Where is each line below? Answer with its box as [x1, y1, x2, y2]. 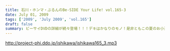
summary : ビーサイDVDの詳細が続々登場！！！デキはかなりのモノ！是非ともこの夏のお [5, 26, 160, 31]
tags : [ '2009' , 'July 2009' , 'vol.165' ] [5, 17, 92, 22]
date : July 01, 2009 [5, 12, 49, 17]
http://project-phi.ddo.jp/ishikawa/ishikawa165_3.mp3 [5, 40, 117, 46]
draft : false [5, 21, 33, 27]
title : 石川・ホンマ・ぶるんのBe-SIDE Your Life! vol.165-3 [5, 7, 126, 13]
